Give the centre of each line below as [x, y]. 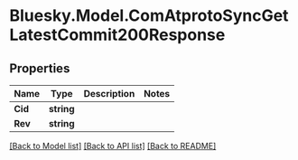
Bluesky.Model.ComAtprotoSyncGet [149, 16]
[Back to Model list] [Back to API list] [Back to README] [113, 146]
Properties [40, 68]
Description [109, 94]
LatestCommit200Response [117, 35]
